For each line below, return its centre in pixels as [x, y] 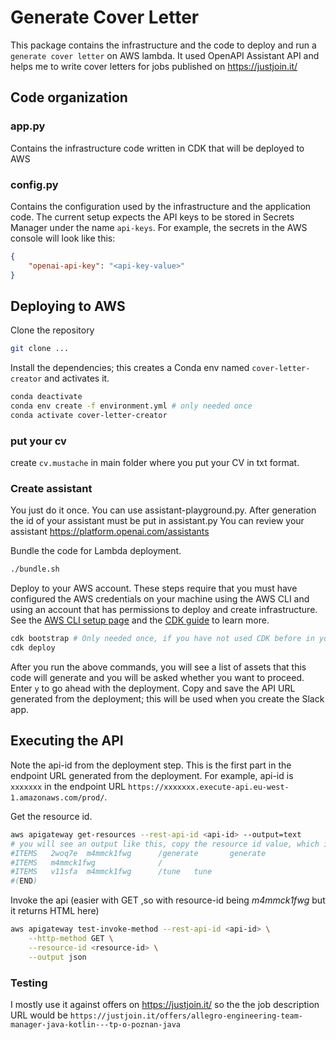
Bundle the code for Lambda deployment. [96, 551]
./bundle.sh [35, 569]
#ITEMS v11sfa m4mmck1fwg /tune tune [111, 872]
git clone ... [40, 349]
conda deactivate [46, 397]
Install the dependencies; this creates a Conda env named [130, 368]
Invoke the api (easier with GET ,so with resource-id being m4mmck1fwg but [168, 900]
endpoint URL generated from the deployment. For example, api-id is [152, 775]
